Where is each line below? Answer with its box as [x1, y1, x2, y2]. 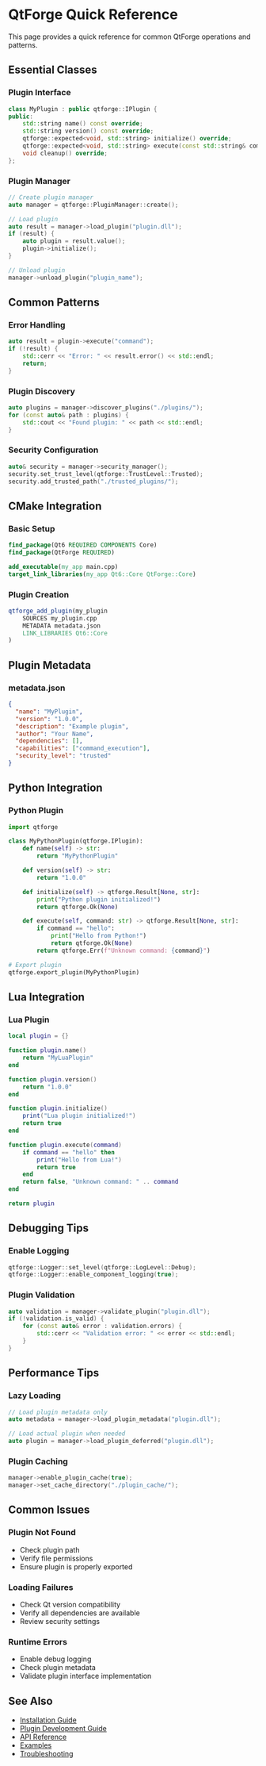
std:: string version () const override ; [22, 127, 154, 136]
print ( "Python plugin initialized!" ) [36, 895, 161, 904]
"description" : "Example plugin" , [15, 722, 129, 731]
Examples [19, 1741, 52, 1750]
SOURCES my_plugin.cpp [22, 614, 97, 622]
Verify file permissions [19, 1553, 93, 1563]
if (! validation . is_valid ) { [8, 1315, 104, 1323]
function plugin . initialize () [8, 1104, 108, 1112]
